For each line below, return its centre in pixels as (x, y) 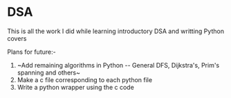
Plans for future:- (32, 52)
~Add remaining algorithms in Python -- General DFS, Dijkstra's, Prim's (118, 65)
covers (17, 38)
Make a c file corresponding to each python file (85, 79)
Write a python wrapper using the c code (76, 87)
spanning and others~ (49, 72)
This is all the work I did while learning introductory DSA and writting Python (116, 31)
